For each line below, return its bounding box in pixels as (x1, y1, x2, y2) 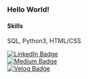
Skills (7, 22, 23, 30)
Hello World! (7, 5, 50, 14)
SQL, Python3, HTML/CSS (7, 37, 81, 45)
